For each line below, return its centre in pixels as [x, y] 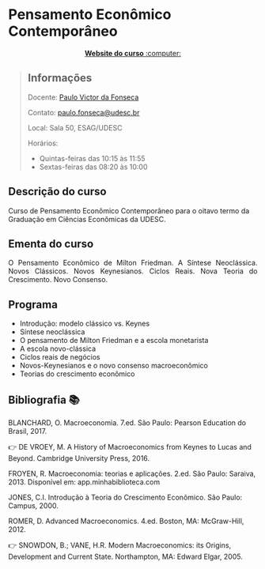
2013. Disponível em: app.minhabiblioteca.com [84, 482]
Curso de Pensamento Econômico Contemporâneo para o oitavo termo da [129, 210]
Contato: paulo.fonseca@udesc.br [83, 112]
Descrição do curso [57, 192]
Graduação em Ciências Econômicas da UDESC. [87, 219]
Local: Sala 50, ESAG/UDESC [75, 127]
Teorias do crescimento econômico [77, 374]
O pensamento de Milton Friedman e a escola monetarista [114, 341]
